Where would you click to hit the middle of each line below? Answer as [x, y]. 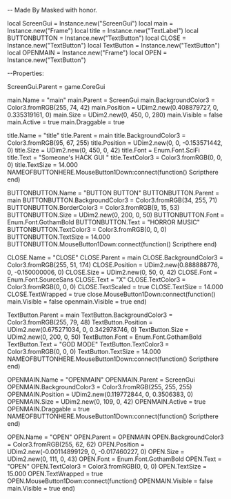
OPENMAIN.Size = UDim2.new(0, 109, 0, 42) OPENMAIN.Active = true [107, 402]
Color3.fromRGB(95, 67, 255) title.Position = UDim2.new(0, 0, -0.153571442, [115, 143]
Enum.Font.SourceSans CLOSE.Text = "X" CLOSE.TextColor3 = [97, 280]
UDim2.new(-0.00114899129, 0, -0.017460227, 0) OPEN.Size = [96, 452]
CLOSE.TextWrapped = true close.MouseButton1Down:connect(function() [111, 294]
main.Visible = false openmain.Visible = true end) [77, 302]
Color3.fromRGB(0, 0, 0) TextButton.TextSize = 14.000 [84, 352]
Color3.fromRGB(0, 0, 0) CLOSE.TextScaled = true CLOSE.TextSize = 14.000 [115, 287]
